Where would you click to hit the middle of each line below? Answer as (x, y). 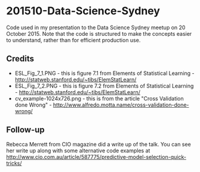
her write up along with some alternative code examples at (78, 151)
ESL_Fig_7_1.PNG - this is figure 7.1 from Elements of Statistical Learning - (105, 73)
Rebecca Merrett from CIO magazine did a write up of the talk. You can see (99, 144)
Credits (20, 59)
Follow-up (25, 130)
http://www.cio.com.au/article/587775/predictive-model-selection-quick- (96, 157)
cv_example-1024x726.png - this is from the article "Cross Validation (99, 98)
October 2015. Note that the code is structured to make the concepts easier (99, 33)
